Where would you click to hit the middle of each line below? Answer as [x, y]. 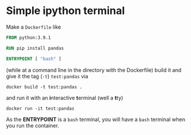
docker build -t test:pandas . [44, 87]
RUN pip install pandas [35, 48]
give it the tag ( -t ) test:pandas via [47, 76]
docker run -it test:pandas [40, 108]
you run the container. [33, 125]
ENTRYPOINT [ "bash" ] [34, 59]
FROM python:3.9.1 [28, 37]
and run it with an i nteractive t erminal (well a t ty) [65, 98]
